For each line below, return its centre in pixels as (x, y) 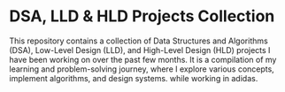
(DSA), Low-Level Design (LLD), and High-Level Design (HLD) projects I (140, 50)
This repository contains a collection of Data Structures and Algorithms (139, 41)
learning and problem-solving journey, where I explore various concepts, (142, 69)
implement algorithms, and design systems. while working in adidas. (134, 78)
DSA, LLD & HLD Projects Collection (142, 16)
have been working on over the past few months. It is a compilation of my (143, 59)
